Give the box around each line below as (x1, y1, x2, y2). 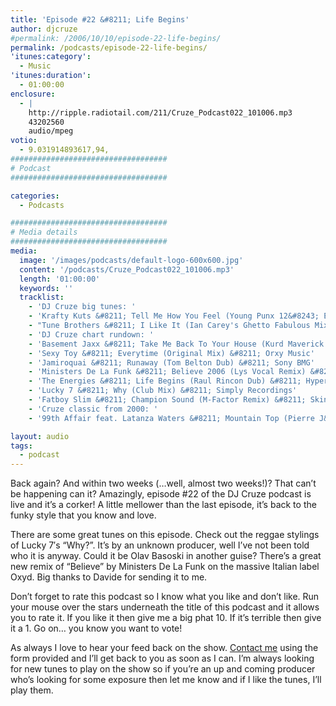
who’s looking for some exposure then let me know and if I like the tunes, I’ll (10, 674, 322, 686)
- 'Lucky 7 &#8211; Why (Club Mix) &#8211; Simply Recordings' (28, 386, 298, 396)
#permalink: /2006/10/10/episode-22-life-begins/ (10, 33, 222, 43)
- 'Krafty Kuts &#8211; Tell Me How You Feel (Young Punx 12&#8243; (28, 311, 320, 321)
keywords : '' (19, 283, 74, 293)
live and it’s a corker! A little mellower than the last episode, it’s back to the (10, 499, 317, 511)
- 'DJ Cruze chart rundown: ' (28, 329, 155, 340)
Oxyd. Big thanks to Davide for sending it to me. (10, 571, 208, 583)
